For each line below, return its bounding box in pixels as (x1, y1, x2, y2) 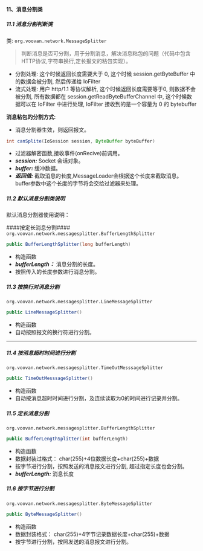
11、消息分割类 (6, 5, 43, 13)
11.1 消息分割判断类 (6, 21, 53, 28)
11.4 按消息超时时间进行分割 (6, 349, 76, 356)
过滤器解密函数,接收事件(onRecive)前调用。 (14, 150, 123, 157)
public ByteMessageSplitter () (6, 511, 83, 517)
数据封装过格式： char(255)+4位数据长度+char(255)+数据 (14, 455, 159, 462)
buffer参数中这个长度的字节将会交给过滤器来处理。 (14, 180, 142, 187)
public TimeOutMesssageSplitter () (6, 375, 94, 382)
